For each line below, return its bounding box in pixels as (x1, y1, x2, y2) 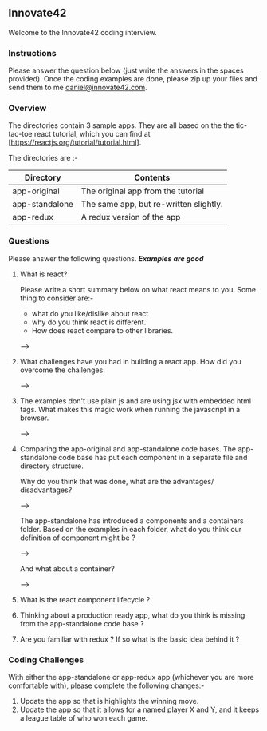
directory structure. (19, 461, 84, 471)
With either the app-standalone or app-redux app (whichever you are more (8, 673, 254, 681)
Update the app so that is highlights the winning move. (19, 697, 199, 705)
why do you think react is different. (31, 317, 147, 327)
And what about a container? (19, 563, 116, 574)
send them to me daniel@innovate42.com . (8, 83, 147, 93)
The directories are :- (8, 153, 78, 163)
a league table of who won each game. (19, 713, 148, 722)
